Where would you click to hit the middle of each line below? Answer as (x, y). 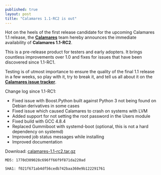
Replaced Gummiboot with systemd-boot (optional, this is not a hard (80, 127)
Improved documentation (37, 142)
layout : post (18, 14)
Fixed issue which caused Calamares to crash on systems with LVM (80, 111)
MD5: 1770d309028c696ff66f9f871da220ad (45, 160)
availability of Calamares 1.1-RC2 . (39, 43)
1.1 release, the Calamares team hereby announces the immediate (71, 37)
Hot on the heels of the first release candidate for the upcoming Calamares (80, 32)
